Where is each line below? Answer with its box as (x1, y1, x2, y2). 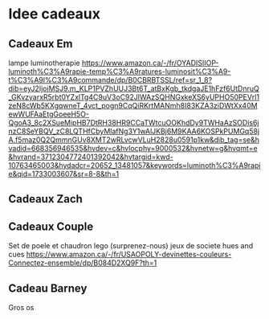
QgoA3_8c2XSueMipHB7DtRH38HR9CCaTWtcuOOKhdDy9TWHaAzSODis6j (8, 118, 259, 127)
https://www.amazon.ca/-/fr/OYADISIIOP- (81, 58, 219, 67)
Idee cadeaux (8, 5, 101, 23)
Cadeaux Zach (8, 192, 83, 206)
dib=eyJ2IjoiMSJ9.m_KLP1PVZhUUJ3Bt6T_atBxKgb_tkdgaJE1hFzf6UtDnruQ (8, 84, 259, 93)
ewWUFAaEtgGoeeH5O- (8, 109, 90, 119)
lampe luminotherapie (8, 58, 80, 67)
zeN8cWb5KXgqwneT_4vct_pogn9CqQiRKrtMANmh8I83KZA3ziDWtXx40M (8, 101, 259, 110)
